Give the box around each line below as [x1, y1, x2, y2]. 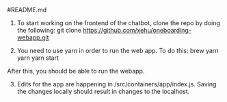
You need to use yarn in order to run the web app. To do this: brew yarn [16, 47, 219, 54]
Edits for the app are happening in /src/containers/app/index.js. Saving [16, 80, 217, 88]
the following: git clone [16, 27, 82, 34]
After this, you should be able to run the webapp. [7, 67, 145, 75]
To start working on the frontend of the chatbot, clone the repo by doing [16, 19, 221, 27]
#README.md [7, 6, 46, 14]
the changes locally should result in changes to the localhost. [16, 88, 190, 95]
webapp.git [16, 33, 49, 41]
